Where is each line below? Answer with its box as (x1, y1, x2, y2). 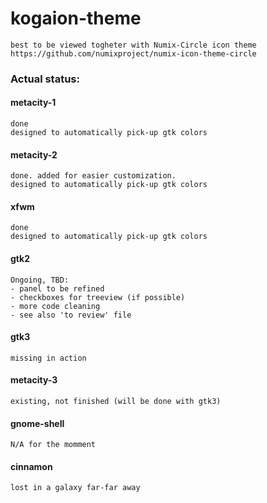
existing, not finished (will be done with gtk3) (10, 397, 222, 407)
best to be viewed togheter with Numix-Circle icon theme (10, 40, 257, 50)
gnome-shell (10, 417, 65, 429)
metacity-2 (10, 148, 58, 161)
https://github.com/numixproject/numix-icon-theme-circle (10, 48, 257, 59)
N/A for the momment (10, 440, 97, 450)
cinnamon (10, 460, 53, 472)
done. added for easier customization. (10, 171, 177, 181)
